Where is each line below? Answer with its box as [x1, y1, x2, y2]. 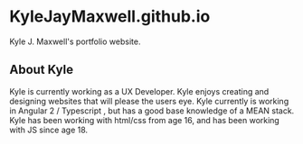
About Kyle [9, 62, 74, 77]
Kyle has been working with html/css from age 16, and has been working [9, 114, 280, 125]
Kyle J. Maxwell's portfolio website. [9, 36, 141, 47]
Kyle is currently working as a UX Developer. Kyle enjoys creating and [9, 85, 270, 96]
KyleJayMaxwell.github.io [9, 6, 211, 27]
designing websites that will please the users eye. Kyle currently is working [9, 95, 289, 106]
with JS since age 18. [9, 124, 89, 135]
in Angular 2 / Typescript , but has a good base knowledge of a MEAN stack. [9, 105, 295, 116]
